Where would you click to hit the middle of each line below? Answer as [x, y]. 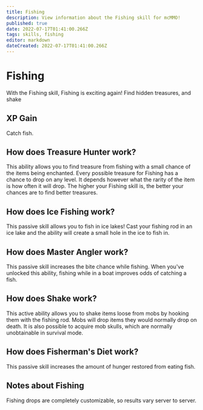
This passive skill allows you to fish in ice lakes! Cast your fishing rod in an [99, 226]
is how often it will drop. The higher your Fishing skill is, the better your [95, 186]
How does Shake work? [52, 299]
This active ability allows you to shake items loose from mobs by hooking [98, 313]
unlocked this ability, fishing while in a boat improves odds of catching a [97, 273]
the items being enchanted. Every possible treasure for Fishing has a [92, 173]
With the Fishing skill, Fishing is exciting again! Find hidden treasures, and [99, 92]
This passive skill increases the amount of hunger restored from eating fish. [101, 366]
